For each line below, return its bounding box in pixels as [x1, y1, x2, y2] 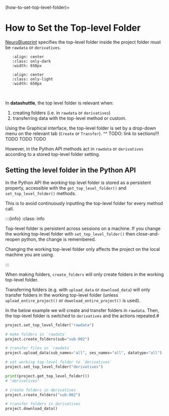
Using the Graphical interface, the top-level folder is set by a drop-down [5, 125, 156, 131]
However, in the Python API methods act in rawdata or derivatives [5, 145, 144, 152]
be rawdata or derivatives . [5, 44, 61, 50]
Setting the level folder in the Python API [5, 166, 136, 175]
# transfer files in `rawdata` [5, 346, 72, 351]
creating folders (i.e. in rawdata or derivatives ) [12, 110, 111, 116]
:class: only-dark [12, 59, 51, 64]
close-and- [136, 230, 160, 237]
